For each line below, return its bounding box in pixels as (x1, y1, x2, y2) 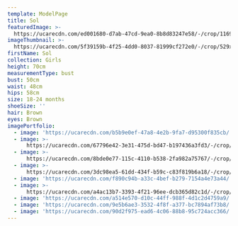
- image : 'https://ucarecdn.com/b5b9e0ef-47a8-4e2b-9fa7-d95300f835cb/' (13, 129, 233, 136)
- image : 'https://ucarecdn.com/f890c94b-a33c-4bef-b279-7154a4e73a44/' (13, 175, 233, 182)
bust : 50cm (7, 76, 40, 84)
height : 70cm (7, 63, 46, 70)
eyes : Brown (7, 115, 42, 123)
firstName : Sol (7, 50, 52, 57)
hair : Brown (7, 109, 42, 116)
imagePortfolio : (7, 122, 55, 130)
